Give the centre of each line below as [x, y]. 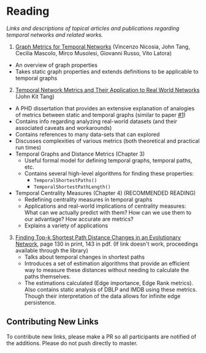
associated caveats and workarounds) [63, 127]
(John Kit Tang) [35, 96]
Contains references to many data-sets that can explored [87, 134]
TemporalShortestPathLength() [72, 187]
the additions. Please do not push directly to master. [72, 343]
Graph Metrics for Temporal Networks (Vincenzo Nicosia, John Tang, [102, 47]
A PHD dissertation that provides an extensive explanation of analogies [105, 108]
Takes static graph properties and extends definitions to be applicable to [107, 71]
